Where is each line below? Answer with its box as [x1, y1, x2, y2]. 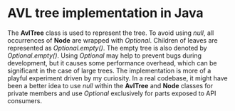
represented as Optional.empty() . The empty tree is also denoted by [7, 43, 208, 52]
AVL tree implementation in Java [7, 5, 204, 21]
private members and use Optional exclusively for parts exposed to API [7, 89, 216, 97]
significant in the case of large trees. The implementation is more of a [7, 66, 211, 75]
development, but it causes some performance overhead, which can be [7, 58, 217, 67]
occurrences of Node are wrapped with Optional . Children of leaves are [7, 36, 219, 44]
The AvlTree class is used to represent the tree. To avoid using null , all [7, 28, 214, 37]
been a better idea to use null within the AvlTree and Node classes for [7, 81, 214, 90]
